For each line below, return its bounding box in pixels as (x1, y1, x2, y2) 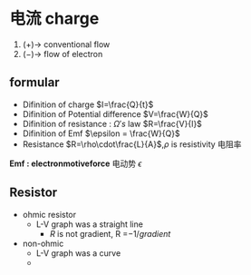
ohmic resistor (22, 209, 77, 220)
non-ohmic (22, 238, 64, 249)
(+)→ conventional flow (22, 38, 111, 50)
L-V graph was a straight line (35, 219, 143, 230)
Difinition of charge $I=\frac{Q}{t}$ (22, 99, 154, 110)
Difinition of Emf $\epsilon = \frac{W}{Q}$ (22, 128, 180, 139)
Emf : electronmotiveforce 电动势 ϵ (9, 158, 142, 169)
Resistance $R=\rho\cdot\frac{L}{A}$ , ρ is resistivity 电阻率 (22, 138, 242, 150)
